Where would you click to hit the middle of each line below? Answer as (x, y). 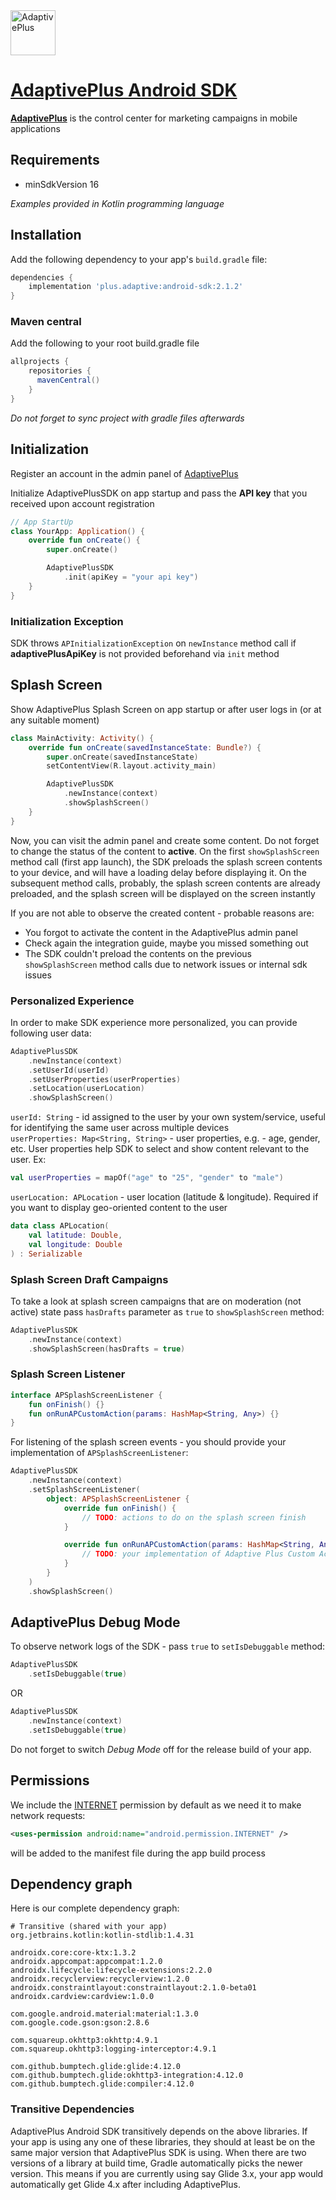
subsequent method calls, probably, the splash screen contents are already (165, 883)
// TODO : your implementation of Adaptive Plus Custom (198, 1554)
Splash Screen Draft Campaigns (89, 1279)
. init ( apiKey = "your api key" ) (131, 577)
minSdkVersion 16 (62, 184)
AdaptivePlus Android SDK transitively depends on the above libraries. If (159, 2131)
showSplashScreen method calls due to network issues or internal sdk (166, 964)
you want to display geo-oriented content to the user (119, 1208)
